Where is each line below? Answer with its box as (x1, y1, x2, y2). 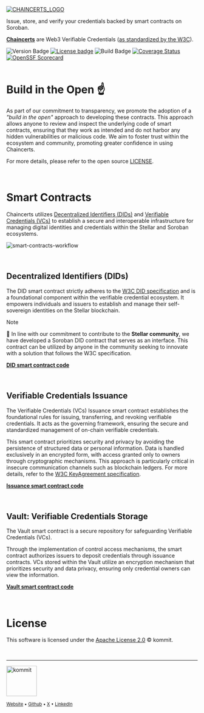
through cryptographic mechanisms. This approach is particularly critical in (6, 457, 194, 465)
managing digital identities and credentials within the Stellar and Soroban (6, 223, 189, 231)
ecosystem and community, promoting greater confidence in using (6, 139, 173, 146)
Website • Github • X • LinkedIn (6, 701, 73, 708)
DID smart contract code (6, 361, 70, 369)
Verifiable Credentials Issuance (6, 391, 128, 401)
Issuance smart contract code (6, 482, 84, 489)
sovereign (6, 307, 32, 314)
